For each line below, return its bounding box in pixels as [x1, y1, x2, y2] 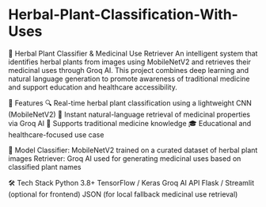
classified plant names [8, 162, 82, 171]
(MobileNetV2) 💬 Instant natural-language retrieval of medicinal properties [8, 109, 251, 119]
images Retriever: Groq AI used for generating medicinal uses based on [8, 153, 241, 163]
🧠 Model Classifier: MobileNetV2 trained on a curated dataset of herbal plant [8, 145, 258, 155]
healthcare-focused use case [8, 129, 104, 140]
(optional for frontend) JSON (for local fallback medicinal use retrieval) [8, 189, 238, 199]
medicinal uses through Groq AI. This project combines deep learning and [8, 65, 249, 75]
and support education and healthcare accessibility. [8, 82, 178, 92]
